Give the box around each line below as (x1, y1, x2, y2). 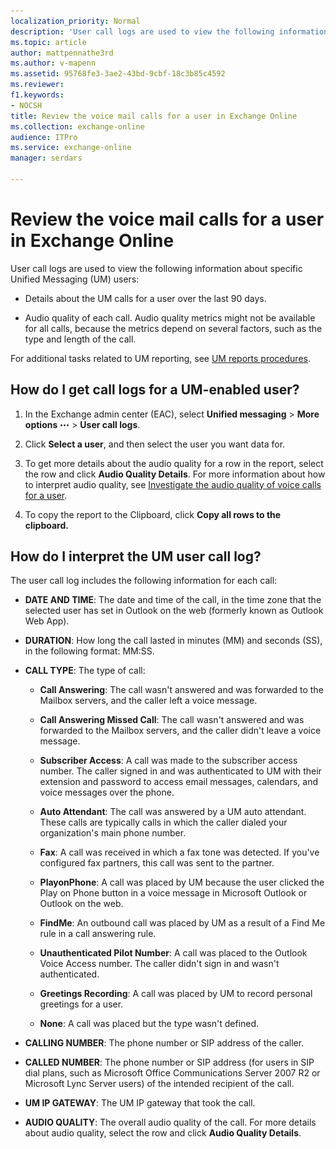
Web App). (24, 615, 70, 627)
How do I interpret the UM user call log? (10, 548, 262, 565)
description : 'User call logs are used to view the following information (10, 26, 329, 37)
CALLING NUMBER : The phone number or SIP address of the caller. (24, 1037, 305, 1049)
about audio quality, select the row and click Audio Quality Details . (24, 1127, 302, 1139)
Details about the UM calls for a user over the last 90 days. (24, 292, 267, 304)
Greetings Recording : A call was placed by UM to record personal (39, 988, 313, 1000)
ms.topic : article (10, 37, 87, 47)
